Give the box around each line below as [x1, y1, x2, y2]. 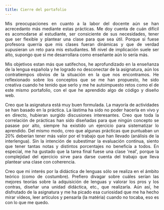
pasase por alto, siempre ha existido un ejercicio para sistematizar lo [5, 123, 159, 128]
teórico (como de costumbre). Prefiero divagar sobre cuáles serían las [5, 173, 159, 179]
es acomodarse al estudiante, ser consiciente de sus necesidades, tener [5, 31, 159, 37]
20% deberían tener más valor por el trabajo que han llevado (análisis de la [5, 133, 159, 139]
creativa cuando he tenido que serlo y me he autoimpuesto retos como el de [5, 82, 159, 88]
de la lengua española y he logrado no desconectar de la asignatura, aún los [5, 66, 159, 72]
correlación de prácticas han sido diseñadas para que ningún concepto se [5, 117, 159, 123]
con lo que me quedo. [5, 199, 49, 205]
